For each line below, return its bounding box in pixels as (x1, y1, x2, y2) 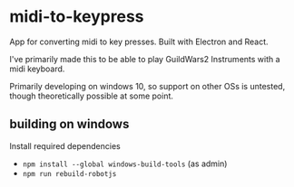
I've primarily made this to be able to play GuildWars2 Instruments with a (9, 53, 280, 64)
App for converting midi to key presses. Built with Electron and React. (9, 36, 269, 47)
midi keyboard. (9, 63, 65, 74)
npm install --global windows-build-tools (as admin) (22, 158, 228, 169)
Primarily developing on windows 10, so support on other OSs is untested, (9, 80, 286, 91)
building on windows (9, 117, 130, 132)
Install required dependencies (9, 140, 121, 151)
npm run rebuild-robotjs (22, 169, 117, 178)
